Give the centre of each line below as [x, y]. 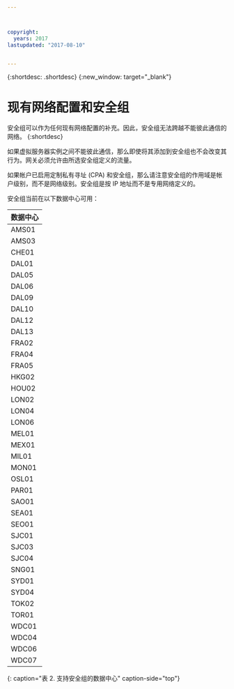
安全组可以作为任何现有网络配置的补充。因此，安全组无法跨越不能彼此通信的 [117, 128]
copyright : [23, 32]
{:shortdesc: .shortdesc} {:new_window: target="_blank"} [89, 77]
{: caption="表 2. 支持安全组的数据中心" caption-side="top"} [94, 679]
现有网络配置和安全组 [69, 107]
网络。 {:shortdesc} [36, 137]
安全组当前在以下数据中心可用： [53, 199]
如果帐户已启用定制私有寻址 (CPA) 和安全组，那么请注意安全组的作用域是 [112, 175]
